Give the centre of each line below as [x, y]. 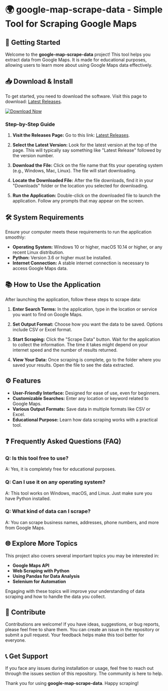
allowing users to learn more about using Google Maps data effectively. [79, 65]
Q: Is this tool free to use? [37, 458]
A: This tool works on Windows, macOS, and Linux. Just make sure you [79, 493]
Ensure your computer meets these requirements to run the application [78, 232]
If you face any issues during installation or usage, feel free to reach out [79, 668]
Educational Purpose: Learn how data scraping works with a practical [85, 420]
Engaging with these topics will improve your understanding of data [75, 591]
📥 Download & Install [39, 82]
